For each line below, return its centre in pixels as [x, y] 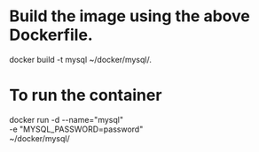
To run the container [86, 95]
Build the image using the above [129, 16]
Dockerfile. [51, 35]
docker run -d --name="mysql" [67, 119]
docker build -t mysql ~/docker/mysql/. [81, 59]
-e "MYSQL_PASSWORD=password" [76, 129]
